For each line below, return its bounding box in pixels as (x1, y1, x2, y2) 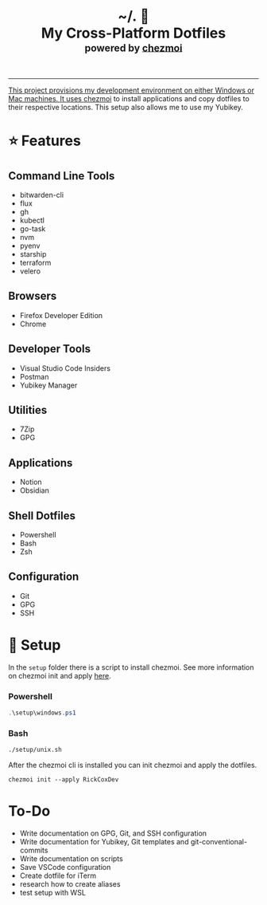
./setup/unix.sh (8, 746, 62, 754)
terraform (19, 258, 52, 267)
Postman (19, 372, 49, 381)
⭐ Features (8, 132, 81, 150)
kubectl (19, 215, 45, 225)
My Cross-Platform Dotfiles (41, 24, 226, 42)
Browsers (8, 289, 57, 303)
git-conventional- (190, 837, 248, 847)
